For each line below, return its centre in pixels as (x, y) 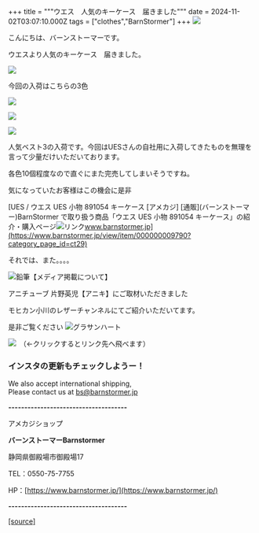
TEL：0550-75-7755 (41, 474)
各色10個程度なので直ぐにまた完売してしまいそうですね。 (101, 173)
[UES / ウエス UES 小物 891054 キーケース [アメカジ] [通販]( (105, 207)
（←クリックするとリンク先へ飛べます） (86, 344)
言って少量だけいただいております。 (66, 157)
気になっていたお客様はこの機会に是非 (70, 190)
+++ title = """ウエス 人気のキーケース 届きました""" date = (109, 11)
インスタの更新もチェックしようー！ (77, 366)
